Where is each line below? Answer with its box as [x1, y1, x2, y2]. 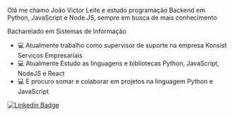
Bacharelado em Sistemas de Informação [7, 27, 126, 35]
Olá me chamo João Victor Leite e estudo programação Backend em [7, 6, 206, 14]
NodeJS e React [17, 70, 65, 77]
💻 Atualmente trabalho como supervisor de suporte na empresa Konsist [17, 41, 227, 49]
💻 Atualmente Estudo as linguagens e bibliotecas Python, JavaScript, [17, 59, 220, 67]
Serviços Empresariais [17, 51, 83, 59]
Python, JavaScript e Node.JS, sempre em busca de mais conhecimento [7, 13, 218, 22]
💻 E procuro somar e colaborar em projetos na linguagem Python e [17, 77, 213, 85]
